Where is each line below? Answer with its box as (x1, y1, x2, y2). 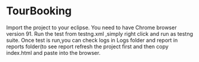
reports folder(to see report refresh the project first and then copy (6, 43, 169, 50)
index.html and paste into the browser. (6, 49, 100, 56)
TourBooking (6, 4, 72, 18)
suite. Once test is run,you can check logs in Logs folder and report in (6, 36, 178, 44)
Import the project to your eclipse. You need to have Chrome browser (6, 24, 177, 31)
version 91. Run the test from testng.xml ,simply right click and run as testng (6, 30, 193, 37)
